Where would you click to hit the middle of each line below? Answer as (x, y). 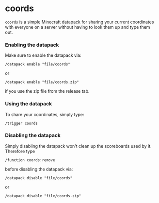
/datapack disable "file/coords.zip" (43, 196)
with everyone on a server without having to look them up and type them (78, 27)
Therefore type (20, 151)
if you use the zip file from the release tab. (47, 91)
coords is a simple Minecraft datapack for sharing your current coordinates (79, 22)
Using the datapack (29, 104)
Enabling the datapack (32, 45)
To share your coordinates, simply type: (45, 114)
